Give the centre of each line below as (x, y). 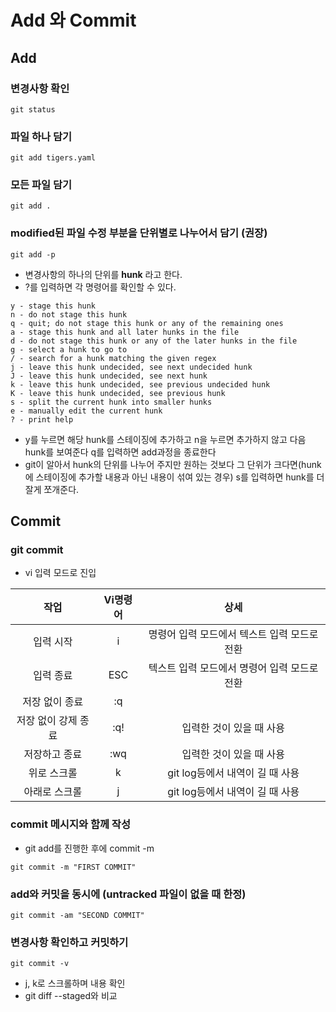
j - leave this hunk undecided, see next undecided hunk (131, 367)
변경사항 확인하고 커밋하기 (69, 942)
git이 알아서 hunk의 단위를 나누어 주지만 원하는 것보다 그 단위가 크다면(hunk (173, 464)
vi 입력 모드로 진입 (60, 573)
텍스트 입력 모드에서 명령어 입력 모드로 (233, 668)
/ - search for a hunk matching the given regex (113, 358)
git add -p (33, 254)
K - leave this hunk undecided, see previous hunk (118, 393)
